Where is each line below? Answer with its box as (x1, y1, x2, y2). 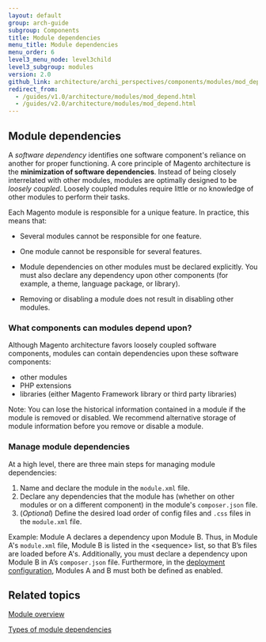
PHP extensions (19, 381, 72, 390)
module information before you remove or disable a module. (8, 421, 204, 431)
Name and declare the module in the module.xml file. (19, 483, 190, 492)
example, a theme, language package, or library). (19, 279, 180, 288)
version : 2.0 (8, 70, 51, 78)
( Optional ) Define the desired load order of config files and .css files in (19, 508, 252, 518)
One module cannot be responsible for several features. (19, 246, 202, 256)
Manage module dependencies (8, 441, 131, 452)
